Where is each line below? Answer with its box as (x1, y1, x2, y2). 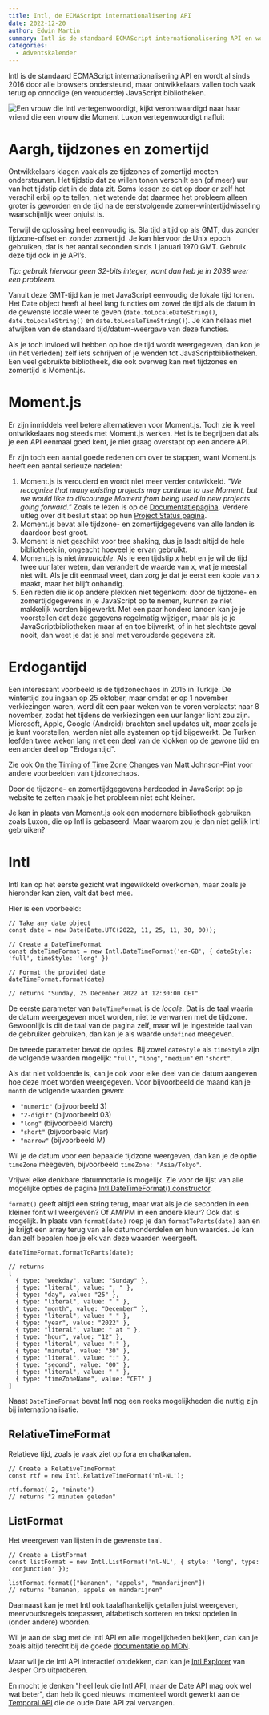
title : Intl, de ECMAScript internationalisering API (8, 11, 192, 20)
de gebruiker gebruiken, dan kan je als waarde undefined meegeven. (8, 1028, 235, 1039)
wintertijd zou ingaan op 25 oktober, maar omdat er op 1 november (8, 693, 228, 703)
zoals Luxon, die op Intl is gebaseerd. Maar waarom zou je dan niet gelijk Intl (8, 816, 260, 826)
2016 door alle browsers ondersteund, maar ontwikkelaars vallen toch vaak (8, 79, 256, 89)
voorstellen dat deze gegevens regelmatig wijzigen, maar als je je (19, 613, 236, 622)
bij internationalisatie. (8, 1405, 78, 1414)
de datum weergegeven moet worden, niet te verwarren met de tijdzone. (8, 1012, 248, 1021)
